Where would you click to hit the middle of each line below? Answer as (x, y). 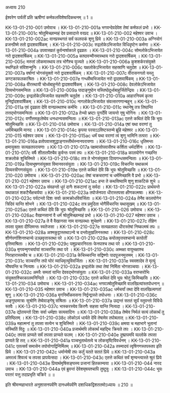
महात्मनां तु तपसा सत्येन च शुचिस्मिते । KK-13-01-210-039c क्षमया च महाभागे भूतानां (87, 323)
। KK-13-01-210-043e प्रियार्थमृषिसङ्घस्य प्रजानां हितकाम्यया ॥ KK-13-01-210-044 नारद (83, 363)
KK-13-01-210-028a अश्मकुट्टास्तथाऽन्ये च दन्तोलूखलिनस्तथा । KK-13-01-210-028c (80, 232)
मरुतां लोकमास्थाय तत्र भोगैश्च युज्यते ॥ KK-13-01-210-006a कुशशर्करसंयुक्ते (91, 62)
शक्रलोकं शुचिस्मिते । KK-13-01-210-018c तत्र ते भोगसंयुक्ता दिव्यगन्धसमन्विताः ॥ (73, 158)
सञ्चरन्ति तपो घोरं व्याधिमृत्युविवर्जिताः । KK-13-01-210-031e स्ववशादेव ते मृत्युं (90, 261)
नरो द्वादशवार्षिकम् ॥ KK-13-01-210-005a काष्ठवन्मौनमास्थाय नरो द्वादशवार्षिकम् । (73, 56)
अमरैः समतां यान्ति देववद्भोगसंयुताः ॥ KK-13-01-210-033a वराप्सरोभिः (91, 272)
